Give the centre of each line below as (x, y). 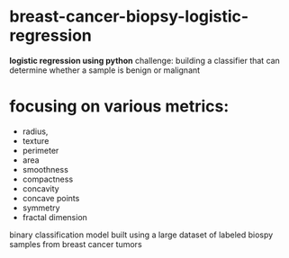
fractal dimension (55, 217)
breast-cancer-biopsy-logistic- (129, 17)
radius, (35, 131)
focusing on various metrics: (119, 107)
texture (36, 140)
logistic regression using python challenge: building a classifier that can (145, 60)
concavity (41, 188)
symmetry (41, 208)
